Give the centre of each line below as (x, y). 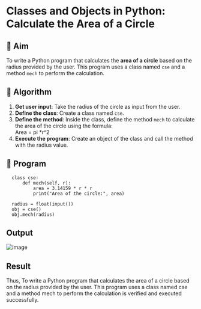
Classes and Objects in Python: (86, 11)
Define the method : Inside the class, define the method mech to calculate (105, 119)
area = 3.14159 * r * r (63, 188)
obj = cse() (27, 209)
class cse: (25, 178)
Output (19, 233)
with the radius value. (41, 145)
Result (19, 266)
